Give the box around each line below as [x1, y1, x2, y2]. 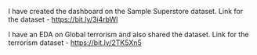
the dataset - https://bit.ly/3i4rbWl [8, 15, 118, 24]
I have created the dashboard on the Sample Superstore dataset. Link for [8, 7, 244, 15]
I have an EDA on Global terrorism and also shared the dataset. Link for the [8, 30, 249, 39]
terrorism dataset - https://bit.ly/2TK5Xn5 [8, 38, 143, 47]
